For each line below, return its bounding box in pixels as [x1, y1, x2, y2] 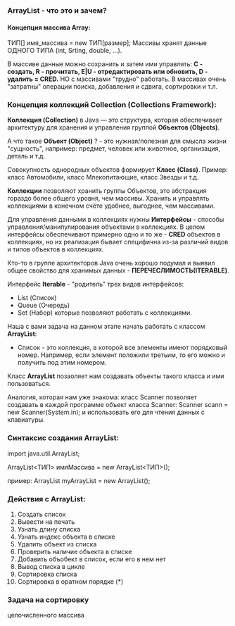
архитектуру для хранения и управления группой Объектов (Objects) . [7, 123, 220, 132]
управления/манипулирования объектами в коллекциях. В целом [7, 223, 205, 231]
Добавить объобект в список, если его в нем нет [17, 555, 167, 563]
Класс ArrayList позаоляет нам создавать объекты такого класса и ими [7, 372, 224, 380]
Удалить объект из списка [17, 540, 97, 549]
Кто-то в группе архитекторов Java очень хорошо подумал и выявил [7, 259, 215, 268]
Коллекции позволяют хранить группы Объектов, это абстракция [7, 187, 207, 195]
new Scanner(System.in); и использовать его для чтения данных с [7, 408, 205, 417]
